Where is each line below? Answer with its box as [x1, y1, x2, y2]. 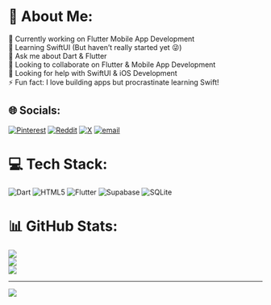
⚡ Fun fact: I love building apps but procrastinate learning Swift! [8, 77, 219, 87]
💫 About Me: [8, 7, 94, 26]
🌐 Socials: [8, 104, 61, 118]
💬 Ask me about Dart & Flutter [8, 51, 107, 61]
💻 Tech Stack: [8, 155, 108, 173]
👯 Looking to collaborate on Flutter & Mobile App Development [8, 60, 216, 69]
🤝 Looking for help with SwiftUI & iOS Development [8, 68, 177, 77]
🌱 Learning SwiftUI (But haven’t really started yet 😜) [8, 42, 182, 52]
